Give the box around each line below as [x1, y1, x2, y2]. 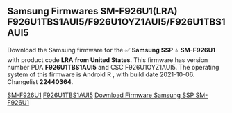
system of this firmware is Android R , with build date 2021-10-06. [7, 70, 195, 79]
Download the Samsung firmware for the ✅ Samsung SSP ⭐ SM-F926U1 [7, 45, 215, 54]
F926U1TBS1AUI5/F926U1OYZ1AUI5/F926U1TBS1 [7, 17, 226, 28]
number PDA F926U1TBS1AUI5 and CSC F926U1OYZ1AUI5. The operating [7, 63, 219, 71]
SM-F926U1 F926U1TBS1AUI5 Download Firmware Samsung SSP [7, 91, 194, 99]
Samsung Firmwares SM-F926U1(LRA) [7, 6, 178, 17]
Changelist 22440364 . [7, 77, 74, 85]
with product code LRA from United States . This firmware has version [7, 55, 208, 64]
